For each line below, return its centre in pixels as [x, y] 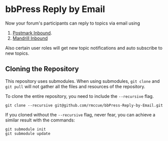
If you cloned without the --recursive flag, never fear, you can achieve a [80, 114]
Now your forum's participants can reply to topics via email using [73, 23]
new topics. [17, 53]
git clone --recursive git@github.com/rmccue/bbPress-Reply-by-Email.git [84, 105]
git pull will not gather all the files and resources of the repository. [75, 86]
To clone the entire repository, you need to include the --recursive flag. [80, 96]
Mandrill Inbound [30, 38]
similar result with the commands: [40, 120]
